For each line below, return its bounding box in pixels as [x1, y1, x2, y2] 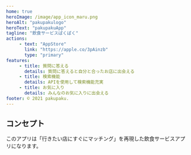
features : [6, 57, 30, 63]
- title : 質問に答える [19, 63, 69, 69]
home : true [6, 8, 33, 15]
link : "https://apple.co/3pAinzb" [24, 47, 109, 53]
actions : [6, 36, 27, 42]
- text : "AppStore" [19, 42, 67, 47]
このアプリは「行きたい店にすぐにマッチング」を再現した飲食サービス [6, 135, 175, 142]
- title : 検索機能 [19, 74, 60, 80]
